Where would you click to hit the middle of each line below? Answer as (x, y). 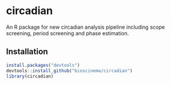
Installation (27, 52)
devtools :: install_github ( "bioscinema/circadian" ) (69, 71)
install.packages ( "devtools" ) (43, 65)
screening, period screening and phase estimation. (68, 33)
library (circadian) (30, 76)
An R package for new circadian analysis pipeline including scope (85, 27)
